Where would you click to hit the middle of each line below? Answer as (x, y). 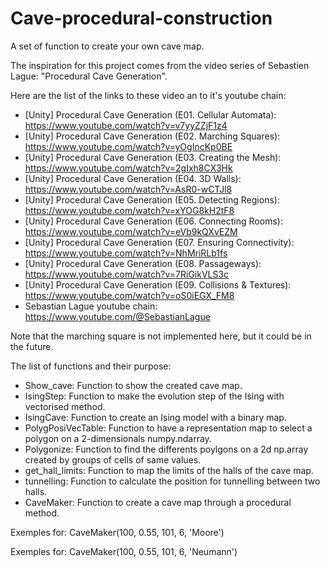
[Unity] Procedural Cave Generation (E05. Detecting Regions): (152, 199)
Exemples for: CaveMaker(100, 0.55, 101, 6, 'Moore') (117, 532)
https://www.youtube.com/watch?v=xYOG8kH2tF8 (129, 210)
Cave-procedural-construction (141, 18)
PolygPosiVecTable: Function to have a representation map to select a (168, 428)
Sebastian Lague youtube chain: (91, 306)
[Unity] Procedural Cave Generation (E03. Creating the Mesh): (153, 157)
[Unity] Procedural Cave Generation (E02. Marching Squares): (152, 136)
